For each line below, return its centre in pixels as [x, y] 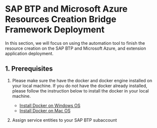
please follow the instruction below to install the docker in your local [80, 91]
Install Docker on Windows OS [50, 105]
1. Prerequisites [29, 69]
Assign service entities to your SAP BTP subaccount [64, 120]
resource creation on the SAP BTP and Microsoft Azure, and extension [76, 48]
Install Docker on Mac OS [45, 110]
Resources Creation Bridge [61, 19]
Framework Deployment [55, 30]
